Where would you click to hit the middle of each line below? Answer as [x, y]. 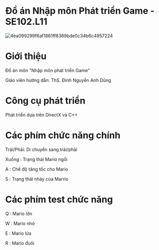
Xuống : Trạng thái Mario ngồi [36, 159]
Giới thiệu [26, 56]
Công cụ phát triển [45, 101]
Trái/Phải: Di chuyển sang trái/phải [41, 149]
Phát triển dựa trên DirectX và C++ [41, 115]
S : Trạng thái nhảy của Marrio [37, 179]
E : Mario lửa [18, 233]
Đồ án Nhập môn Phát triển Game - [80, 11]
